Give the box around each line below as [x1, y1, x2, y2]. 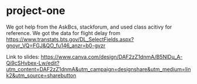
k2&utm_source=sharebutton [6, 72, 76, 79]
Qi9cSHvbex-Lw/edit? [6, 60, 60, 66]
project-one [6, 4, 66, 17]
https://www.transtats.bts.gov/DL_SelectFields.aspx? [6, 36, 134, 43]
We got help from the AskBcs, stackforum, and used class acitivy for [6, 23, 172, 30]
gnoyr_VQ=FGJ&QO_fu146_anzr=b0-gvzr [6, 42, 106, 49]
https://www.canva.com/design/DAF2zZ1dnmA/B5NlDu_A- [41, 53, 183, 60]
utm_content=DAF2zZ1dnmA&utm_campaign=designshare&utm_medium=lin [6, 65, 191, 72]
